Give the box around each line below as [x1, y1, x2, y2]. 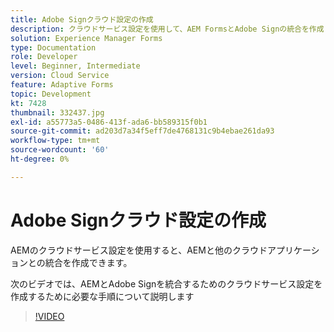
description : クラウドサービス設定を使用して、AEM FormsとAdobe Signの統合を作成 [10, 24, 325, 34]
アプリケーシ [266, 244, 320, 256]
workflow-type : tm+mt [10, 136, 101, 146]
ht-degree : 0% [10, 154, 70, 164]
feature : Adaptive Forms [10, 80, 114, 90]
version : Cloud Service [10, 71, 110, 81]
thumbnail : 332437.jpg [10, 107, 105, 118]
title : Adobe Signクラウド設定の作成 [10, 14, 154, 25]
